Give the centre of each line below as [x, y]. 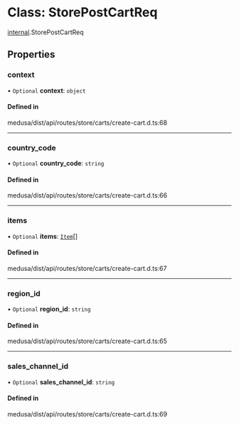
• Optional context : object [47, 91]
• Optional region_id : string [49, 309]
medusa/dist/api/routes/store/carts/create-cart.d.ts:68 [87, 123]
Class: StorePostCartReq [83, 12]
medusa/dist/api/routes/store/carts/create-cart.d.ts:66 [87, 195]
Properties [31, 55]
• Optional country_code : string [56, 163]
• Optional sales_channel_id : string [61, 382]
